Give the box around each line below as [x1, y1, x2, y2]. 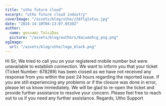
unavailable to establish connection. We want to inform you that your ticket [5, 63, 158, 69]
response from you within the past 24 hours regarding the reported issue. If [5, 74, 160, 80]
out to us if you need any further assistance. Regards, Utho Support [5, 95, 144, 101]
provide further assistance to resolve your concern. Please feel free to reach [5, 90, 162, 96]
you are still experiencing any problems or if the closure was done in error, [5, 79, 157, 85]
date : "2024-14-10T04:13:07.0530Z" [5, 21, 79, 26]
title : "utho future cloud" [5, 7, 63, 12]
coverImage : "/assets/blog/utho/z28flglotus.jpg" [5, 16, 110, 21]
